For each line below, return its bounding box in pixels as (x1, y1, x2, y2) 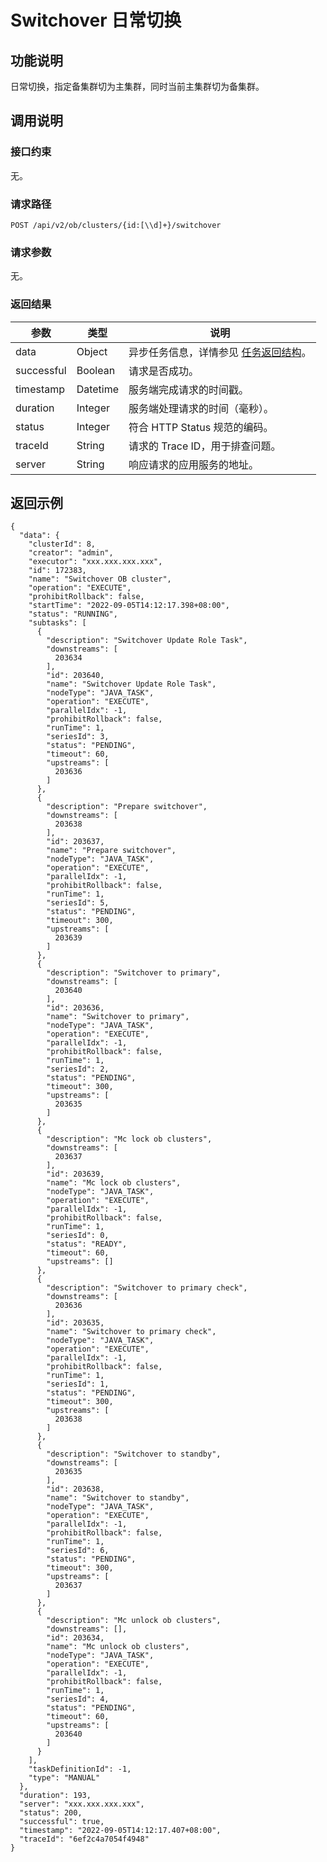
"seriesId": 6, (46, 1546, 110, 1556)
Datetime (76, 382, 120, 396)
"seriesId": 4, (46, 1694, 110, 1705)
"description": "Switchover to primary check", (46, 1283, 248, 1293)
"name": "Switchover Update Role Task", (46, 679, 217, 690)
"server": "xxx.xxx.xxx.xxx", (19, 1799, 145, 1810)
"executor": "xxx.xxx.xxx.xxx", (28, 557, 163, 567)
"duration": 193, (19, 1791, 92, 1801)
